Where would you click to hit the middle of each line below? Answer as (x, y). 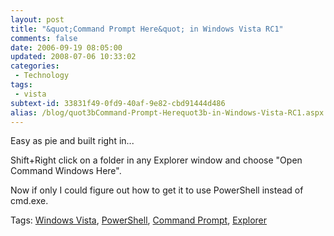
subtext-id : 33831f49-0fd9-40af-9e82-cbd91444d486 (118, 103)
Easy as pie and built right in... (72, 141)
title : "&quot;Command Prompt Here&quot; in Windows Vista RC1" (147, 29)
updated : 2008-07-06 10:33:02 (73, 57)
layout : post (37, 19)
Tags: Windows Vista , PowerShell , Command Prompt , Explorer (139, 220)
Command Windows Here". (66, 171)
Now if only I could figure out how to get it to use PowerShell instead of (157, 190)
